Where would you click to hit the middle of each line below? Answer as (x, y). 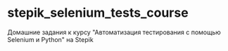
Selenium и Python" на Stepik (50, 39)
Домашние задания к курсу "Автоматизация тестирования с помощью (114, 32)
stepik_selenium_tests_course (98, 13)
